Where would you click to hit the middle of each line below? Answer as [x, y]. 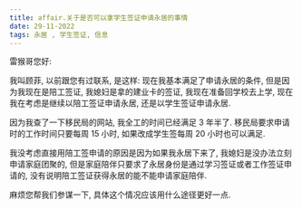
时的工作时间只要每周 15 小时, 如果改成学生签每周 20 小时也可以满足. [137, 134]
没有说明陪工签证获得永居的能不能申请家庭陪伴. [118, 176]
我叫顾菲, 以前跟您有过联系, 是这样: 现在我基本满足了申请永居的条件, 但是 [146, 81]
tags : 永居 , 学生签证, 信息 [59, 34]
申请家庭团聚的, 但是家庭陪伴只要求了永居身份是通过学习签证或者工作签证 [146, 165]
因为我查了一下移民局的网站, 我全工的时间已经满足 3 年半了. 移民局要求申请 [150, 122]
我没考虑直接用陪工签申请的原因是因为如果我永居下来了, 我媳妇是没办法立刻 [151, 153]
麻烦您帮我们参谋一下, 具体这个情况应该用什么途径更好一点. [120, 195]
